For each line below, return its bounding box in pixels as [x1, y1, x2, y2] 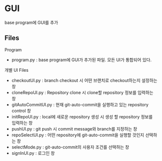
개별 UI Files [4, 67, 29, 73]
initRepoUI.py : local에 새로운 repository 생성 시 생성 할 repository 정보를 [11, 113, 153, 119]
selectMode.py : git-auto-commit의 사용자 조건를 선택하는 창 [11, 144, 130, 150]
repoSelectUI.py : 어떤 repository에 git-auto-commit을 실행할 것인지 [11, 132, 145, 138]
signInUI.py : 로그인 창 [11, 150, 55, 156]
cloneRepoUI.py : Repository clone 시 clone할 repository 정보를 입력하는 [11, 89, 154, 95]
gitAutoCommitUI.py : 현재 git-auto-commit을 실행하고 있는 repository [11, 101, 149, 107]
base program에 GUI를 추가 [4, 19, 59, 25]
